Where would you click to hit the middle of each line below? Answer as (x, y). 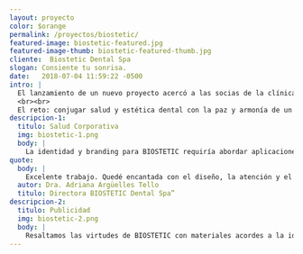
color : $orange (38, 26)
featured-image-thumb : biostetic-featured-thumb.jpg (110, 51)
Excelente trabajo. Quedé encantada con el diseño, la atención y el (159, 177)
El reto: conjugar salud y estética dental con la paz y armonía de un (155, 110)
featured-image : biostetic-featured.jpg (87, 43)
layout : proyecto (42, 18)
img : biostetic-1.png (58, 135)
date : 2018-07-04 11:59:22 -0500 (76, 77)
